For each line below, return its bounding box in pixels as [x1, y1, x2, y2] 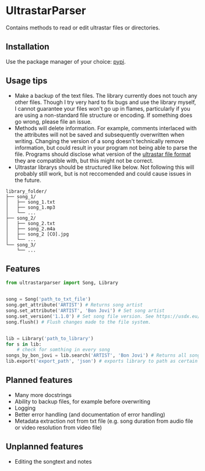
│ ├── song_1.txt [6, 199, 56, 205]
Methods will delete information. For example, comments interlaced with [14, 124, 197, 132]
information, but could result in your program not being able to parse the [14, 144, 197, 151]
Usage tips [6, 76, 48, 86]
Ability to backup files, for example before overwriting [14, 398, 151, 405]
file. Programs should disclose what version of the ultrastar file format [14, 150, 191, 158]
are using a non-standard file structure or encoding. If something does [14, 111, 193, 119]
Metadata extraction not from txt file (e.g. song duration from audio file [14, 417, 193, 425]
